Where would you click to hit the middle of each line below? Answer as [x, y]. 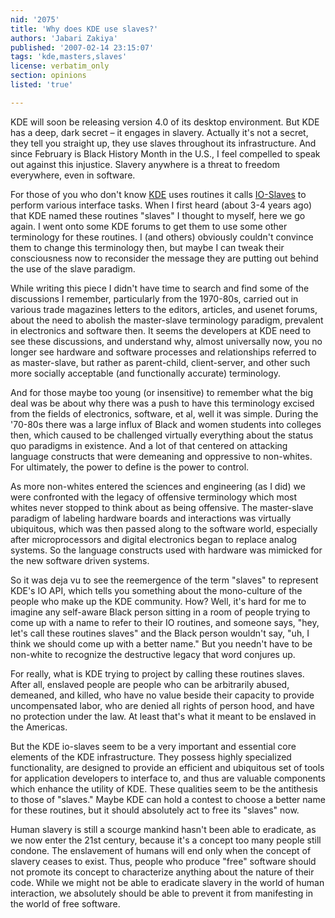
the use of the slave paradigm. [73, 268]
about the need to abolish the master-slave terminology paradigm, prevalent [167, 320]
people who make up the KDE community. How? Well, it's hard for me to [158, 601]
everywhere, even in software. [73, 175]
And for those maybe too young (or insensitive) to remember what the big [161, 392]
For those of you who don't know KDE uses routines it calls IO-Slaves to [158, 194]
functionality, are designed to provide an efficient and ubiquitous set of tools [167, 767]
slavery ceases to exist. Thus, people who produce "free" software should [163, 861]
